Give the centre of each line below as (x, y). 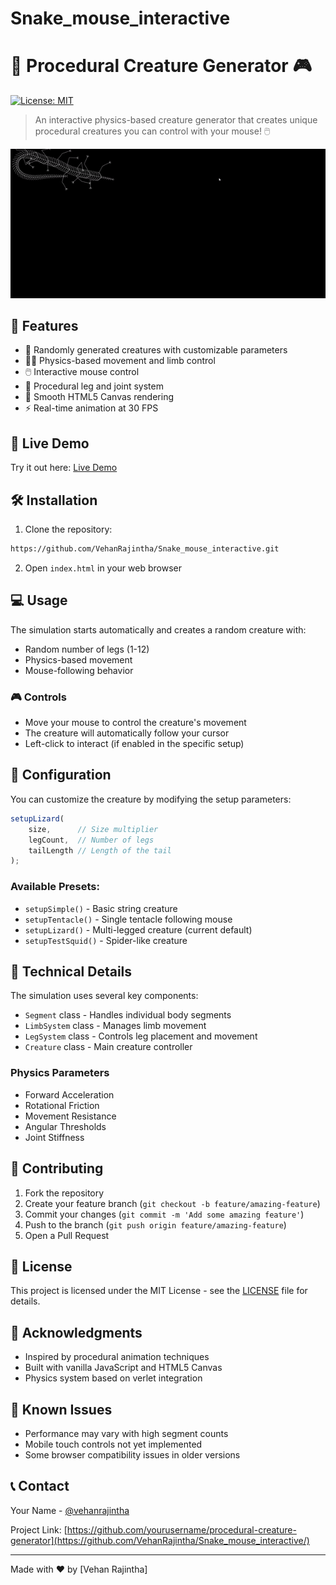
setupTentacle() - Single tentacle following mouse (128, 919)
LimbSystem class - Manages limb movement (115, 1026)
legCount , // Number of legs (91, 840)
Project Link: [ (39, 1529)
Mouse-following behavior (79, 670)
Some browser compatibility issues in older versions (132, 1454)
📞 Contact (40, 1486)
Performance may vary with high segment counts (126, 1433)
